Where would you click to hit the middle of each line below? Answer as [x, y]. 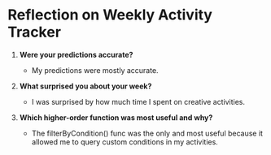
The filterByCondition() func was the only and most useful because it [147, 133]
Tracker [35, 32]
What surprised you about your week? [85, 86]
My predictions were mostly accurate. [95, 70]
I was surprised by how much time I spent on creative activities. [138, 101]
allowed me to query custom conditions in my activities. [125, 142]
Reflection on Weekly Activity [110, 15]
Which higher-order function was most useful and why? [116, 117]
